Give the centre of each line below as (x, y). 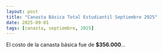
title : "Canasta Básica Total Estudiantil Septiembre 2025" (82, 17)
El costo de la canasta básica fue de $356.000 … (66, 45)
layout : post (22, 11)
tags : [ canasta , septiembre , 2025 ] (50, 28)
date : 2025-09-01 (28, 22)
